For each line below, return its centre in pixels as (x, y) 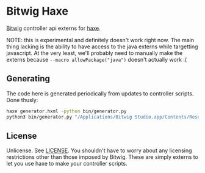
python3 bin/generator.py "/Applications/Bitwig (69, 117)
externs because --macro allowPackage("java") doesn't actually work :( (97, 59)
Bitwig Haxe (38, 11)
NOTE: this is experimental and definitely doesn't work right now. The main (100, 40)
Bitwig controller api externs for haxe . (53, 28)
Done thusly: (22, 100)
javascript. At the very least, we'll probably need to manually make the (95, 53)
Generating (28, 79)
